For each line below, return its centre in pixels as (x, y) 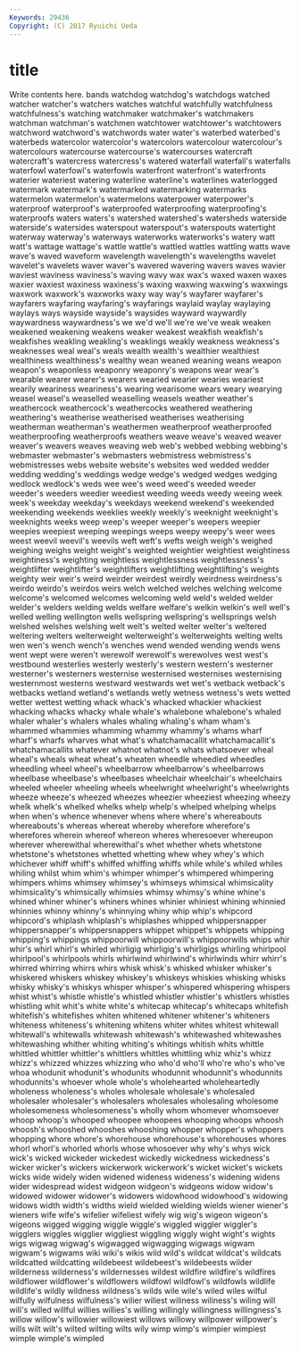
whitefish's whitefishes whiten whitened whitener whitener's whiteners (140, 1016)
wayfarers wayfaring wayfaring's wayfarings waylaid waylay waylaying (140, 304)
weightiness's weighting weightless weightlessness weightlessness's (137, 560)
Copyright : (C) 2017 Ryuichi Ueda (74, 26)
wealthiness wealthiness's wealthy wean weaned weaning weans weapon (145, 361)
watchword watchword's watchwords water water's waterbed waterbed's (145, 133)
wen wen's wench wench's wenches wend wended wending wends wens (145, 645)
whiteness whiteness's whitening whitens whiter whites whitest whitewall (144, 1025)
